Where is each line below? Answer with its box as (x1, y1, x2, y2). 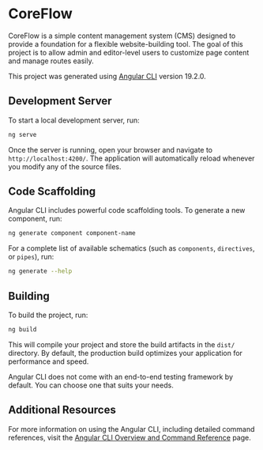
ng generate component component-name (8, 229, 136, 237)
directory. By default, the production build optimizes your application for (8, 348, 243, 357)
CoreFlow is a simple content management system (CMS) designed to (8, 31, 236, 40)
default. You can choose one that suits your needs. (8, 380, 174, 390)
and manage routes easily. (8, 56, 94, 66)
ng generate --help (8, 267, 73, 275)
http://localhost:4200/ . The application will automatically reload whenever (8, 153, 255, 163)
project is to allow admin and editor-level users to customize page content (8, 47, 250, 57)
